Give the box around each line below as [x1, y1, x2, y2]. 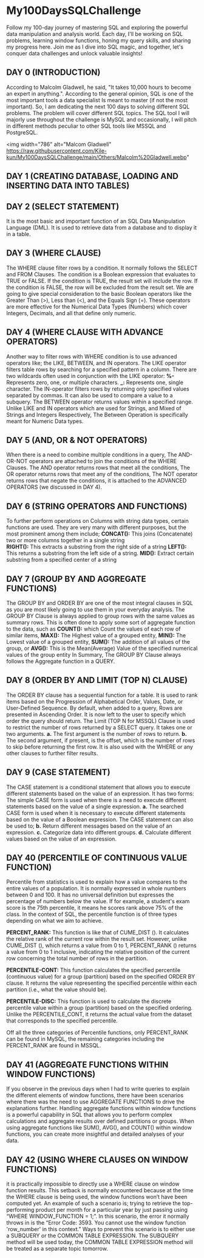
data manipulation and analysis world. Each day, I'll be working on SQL [6, 30, 183, 37]
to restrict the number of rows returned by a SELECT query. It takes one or [6, 724, 192, 731]
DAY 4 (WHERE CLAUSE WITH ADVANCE [6, 327, 164, 338]
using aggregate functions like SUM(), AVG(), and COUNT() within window [6, 1124, 192, 1131]
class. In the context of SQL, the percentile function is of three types [6, 910, 177, 918]
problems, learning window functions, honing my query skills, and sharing [6, 37, 191, 44]
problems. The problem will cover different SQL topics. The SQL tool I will [6, 109, 190, 116]
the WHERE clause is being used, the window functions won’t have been [6, 1193, 188, 1201]
